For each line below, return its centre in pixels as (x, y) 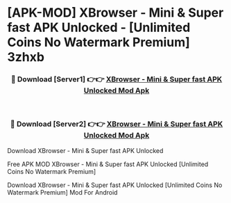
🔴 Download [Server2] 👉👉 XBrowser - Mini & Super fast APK (117, 124)
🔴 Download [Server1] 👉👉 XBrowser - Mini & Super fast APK (117, 79)
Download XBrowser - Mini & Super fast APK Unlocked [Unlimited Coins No (115, 185)
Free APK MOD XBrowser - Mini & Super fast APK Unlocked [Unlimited (108, 164)
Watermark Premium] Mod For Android (62, 192)
